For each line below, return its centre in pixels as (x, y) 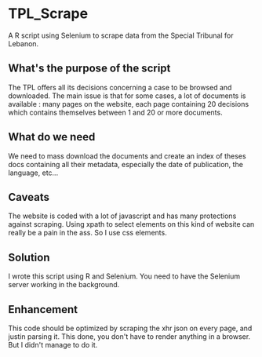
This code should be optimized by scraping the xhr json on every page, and (130, 328)
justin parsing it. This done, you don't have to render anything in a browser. (129, 337)
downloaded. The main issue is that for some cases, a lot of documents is (127, 96)
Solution (29, 257)
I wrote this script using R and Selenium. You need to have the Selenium (124, 276)
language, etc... (33, 173)
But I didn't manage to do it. (53, 345)
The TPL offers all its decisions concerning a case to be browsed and (120, 87)
